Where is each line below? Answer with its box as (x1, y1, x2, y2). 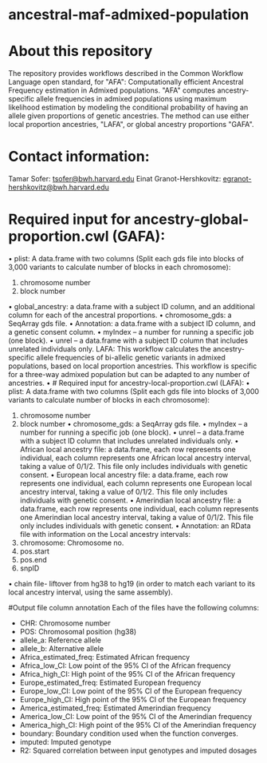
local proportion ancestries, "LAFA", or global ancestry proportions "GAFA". (8, 120, 254, 129)
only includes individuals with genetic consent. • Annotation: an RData (19, 521, 251, 531)
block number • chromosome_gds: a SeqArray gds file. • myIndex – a (19, 419, 249, 428)
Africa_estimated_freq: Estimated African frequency (19, 653, 190, 662)
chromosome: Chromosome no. (19, 538, 124, 547)
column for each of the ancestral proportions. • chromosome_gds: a (8, 310, 233, 320)
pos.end (19, 555, 48, 564)
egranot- (222, 174, 252, 184)
